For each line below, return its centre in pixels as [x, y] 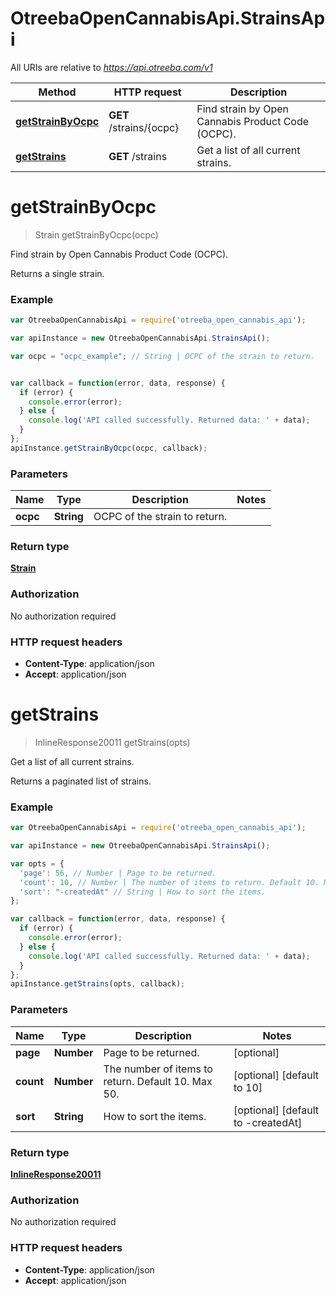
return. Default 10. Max [158, 1081]
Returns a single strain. [57, 273]
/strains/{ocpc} [144, 127]
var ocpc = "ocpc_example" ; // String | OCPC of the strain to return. [162, 356]
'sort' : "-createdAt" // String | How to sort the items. [143, 892]
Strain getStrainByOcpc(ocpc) [96, 234]
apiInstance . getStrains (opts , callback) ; [98, 984]
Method [57, 92]
